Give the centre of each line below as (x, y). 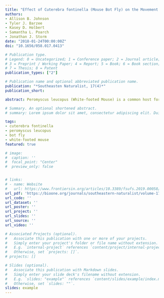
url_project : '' (21, 212)
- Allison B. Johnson (27, 19)
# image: (14, 153)
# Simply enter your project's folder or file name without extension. (82, 243)
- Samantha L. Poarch (27, 32)
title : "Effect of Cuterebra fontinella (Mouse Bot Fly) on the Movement (82, 10)
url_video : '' (20, 225)
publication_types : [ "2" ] (31, 73)
